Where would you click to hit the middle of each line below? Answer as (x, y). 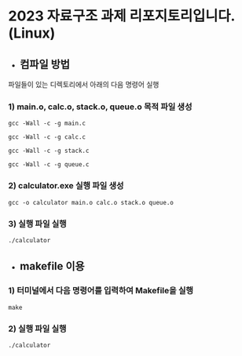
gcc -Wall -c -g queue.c (49, 165)
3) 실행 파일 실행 (37, 223)
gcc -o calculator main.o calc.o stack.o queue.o (91, 202)
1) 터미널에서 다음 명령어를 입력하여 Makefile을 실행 (101, 291)
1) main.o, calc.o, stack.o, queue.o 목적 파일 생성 (100, 107)
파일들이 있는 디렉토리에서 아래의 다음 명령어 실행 (84, 84)
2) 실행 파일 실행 (37, 329)
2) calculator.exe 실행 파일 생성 (66, 186)
